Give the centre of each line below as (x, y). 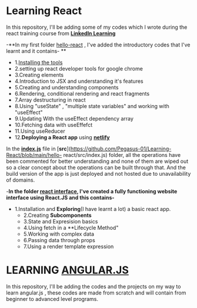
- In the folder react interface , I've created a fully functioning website (92, 191)
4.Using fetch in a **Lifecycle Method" (71, 227)
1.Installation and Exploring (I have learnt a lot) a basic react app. (93, 209)
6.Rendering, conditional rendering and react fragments (82, 93)
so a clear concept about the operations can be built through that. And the (96, 167)
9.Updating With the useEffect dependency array (74, 118)
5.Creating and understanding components (66, 87)
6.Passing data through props (59, 240)
